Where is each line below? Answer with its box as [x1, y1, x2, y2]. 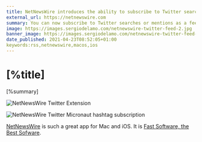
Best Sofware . [6, 129, 41, 136]
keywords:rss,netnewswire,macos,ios [6, 43, 98, 49]
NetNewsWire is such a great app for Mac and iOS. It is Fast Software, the [6, 122, 189, 129]
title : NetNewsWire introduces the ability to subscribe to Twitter [6, 8, 182, 15]
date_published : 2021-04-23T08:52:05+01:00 [6, 37, 117, 43]
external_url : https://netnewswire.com [6, 14, 106, 20]
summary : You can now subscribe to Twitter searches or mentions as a [6, 20, 187, 26]
